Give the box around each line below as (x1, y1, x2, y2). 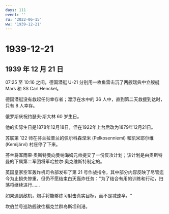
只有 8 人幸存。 (5, 102, 38, 109)
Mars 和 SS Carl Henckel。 (5, 86, 62, 92)
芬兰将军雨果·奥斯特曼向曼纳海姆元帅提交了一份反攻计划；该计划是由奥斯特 (5, 152, 163, 158)
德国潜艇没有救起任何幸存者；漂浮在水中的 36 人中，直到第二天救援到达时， (5, 96, 165, 102)
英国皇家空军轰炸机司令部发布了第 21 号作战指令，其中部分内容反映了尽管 (5, 169, 160, 175)
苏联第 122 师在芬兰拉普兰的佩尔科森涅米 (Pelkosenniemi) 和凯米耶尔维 (5, 135, 154, 141)
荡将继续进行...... (5, 182, 40, 188)
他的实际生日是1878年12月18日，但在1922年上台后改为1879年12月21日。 (5, 124, 156, 130)
